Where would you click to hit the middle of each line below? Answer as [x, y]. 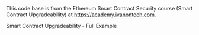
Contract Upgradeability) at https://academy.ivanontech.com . [81, 15]
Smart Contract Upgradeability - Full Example [62, 26]
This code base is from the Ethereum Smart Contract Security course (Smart [99, 8]
